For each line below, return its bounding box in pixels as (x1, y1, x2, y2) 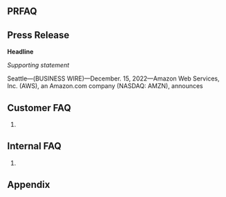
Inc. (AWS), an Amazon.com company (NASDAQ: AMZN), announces (7, 82, 204, 90)
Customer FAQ (7, 102, 71, 114)
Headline (7, 48, 34, 56)
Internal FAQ (7, 140, 62, 152)
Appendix (7, 179, 50, 191)
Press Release (7, 29, 70, 41)
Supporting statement (7, 61, 70, 69)
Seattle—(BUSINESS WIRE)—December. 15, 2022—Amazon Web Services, (7, 74, 220, 83)
